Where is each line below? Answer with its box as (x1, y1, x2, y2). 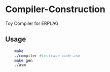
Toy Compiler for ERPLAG (5, 20, 59, 26)
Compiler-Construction (5, 4, 105, 15)
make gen (14, 58, 33, 63)
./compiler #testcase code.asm (14, 53, 81, 58)
